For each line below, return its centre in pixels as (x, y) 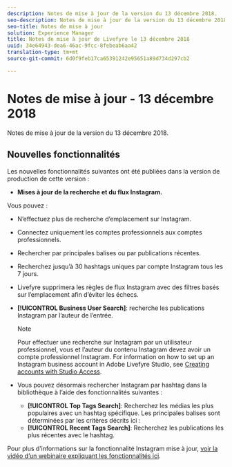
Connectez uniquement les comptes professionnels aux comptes (109, 232)
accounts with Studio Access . (59, 372)
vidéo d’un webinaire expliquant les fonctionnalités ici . (84, 456)
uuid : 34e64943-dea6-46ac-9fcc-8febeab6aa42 (72, 46)
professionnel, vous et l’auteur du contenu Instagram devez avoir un (114, 349)
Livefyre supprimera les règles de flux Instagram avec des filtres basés (118, 287)
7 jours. (28, 273)
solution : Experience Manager (51, 33)
